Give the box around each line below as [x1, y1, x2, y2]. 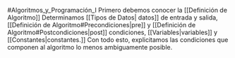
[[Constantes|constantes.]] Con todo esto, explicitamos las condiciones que [7, 36, 229, 44]
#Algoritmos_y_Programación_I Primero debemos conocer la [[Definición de [7, 6, 228, 14]
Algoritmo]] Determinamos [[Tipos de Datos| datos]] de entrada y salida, [7, 13, 218, 22]
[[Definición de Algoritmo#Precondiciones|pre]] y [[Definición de [7, 21, 196, 29]
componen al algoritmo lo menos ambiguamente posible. [7, 43, 173, 51]
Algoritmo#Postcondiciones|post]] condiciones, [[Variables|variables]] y [7, 28, 217, 36]
